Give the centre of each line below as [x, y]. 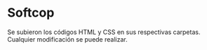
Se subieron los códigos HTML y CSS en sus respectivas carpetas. [104, 32]
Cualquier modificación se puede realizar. [67, 39]
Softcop [31, 13]
